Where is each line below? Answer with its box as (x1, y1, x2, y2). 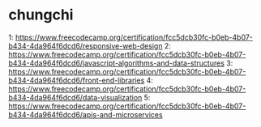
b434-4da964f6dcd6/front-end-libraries (8, 75, 145, 85)
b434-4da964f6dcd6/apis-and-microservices (8, 109, 164, 119)
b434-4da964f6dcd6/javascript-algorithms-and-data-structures (8, 58, 225, 68)
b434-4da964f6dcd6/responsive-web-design (8, 40, 163, 50)
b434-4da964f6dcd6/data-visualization (8, 92, 143, 102)
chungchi (8, 6, 74, 24)
